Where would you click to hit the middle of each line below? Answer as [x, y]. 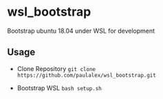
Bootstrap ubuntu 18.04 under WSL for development [81, 31]
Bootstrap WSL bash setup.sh [59, 88]
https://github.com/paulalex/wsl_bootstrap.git [86, 75]
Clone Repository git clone [56, 68]
